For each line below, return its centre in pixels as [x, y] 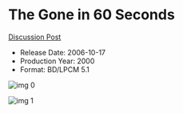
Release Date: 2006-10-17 [63, 52]
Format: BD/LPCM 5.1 [54, 69]
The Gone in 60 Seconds [92, 15]
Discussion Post [35, 37]
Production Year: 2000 [57, 61]
